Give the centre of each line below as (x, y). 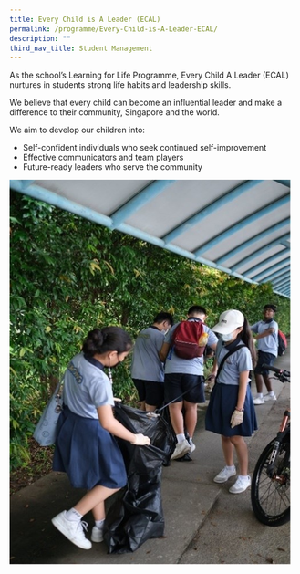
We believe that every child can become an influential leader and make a (146, 103)
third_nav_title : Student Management (81, 48)
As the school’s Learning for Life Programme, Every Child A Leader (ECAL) (150, 75)
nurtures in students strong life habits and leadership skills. (120, 85)
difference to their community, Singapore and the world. (115, 112)
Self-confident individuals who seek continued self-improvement (145, 148)
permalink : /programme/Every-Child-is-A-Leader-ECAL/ (114, 29)
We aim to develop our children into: (78, 130)
